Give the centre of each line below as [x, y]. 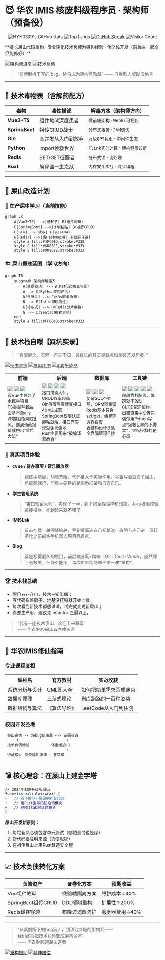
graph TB [14, 276]
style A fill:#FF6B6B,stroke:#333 [49, 321]
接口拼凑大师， [56, 392]
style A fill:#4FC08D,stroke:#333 [49, 242]
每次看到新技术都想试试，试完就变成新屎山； [57, 606]
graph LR [14, 217]
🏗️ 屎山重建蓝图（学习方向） [39, 264]
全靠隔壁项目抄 [101, 433]
